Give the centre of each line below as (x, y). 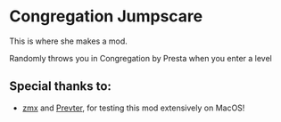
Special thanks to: (60, 86)
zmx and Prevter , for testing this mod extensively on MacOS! (133, 108)
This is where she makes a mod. (68, 41)
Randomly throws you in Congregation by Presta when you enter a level (140, 58)
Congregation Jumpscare (106, 16)
